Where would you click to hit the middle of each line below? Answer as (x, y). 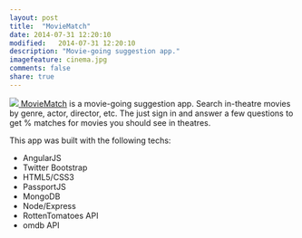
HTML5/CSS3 (48, 176)
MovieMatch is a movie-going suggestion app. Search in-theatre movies (156, 103)
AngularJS (42, 157)
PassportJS (44, 186)
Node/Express (49, 205)
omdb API (41, 225)
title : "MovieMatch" (50, 26)
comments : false (40, 69)
